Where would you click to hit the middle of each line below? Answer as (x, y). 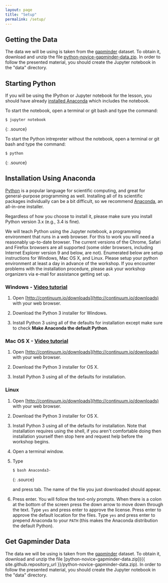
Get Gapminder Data (38, 542)
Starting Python (31, 83)
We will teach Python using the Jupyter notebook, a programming (73, 231)
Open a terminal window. (38, 451)
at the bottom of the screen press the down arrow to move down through (88, 504)
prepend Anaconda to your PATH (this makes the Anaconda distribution (85, 520)
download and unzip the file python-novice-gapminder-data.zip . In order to (83, 57)
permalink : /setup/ (26, 19)
